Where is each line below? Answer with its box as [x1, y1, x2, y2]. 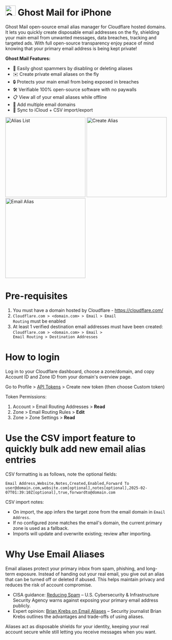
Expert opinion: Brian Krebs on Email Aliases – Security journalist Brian [12, 608, 162, 614]
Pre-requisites [5, 290, 68, 302]
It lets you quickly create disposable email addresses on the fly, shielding [5, 29, 160, 35]
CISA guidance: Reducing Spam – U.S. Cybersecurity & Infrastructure [12, 591, 159, 598]
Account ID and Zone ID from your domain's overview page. [5, 374, 132, 380]
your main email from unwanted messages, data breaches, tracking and [5, 34, 157, 40]
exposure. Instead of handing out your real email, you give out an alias [16, 571, 165, 577]
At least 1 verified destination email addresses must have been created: [12, 323, 163, 330]
